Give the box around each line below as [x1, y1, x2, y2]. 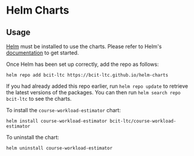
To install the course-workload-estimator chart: [6, 107, 121, 113]
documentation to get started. [6, 49, 79, 56]
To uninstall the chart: [6, 134, 59, 141]
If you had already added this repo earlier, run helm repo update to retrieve [6, 82, 189, 90]
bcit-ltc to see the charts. [6, 95, 72, 102]
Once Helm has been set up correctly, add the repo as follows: [6, 61, 159, 68]
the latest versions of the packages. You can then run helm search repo [6, 89, 181, 95]
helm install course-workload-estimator [6, 118, 108, 124]
